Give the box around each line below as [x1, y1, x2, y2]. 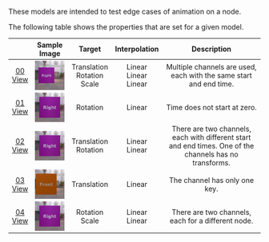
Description [191, 44, 232, 54]
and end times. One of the [168, 141, 255, 150]
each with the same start [171, 70, 252, 80]
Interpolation [114, 44, 159, 54]
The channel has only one [169, 175, 255, 184]
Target [78, 44, 102, 54]
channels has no [184, 149, 239, 159]
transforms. [192, 157, 231, 167]
